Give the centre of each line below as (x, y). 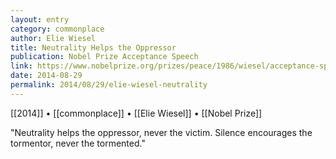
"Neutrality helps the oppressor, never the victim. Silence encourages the (161, 132)
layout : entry (40, 19)
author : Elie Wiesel (53, 38)
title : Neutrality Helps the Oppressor (93, 47)
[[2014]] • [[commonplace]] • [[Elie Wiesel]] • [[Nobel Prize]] (136, 113)
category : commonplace (57, 29)
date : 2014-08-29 (46, 76)
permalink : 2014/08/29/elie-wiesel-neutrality (109, 85)
